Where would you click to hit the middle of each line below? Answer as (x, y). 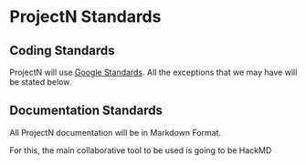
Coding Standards (62, 51)
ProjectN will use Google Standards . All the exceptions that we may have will (153, 72)
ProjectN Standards (85, 17)
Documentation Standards (86, 111)
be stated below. (41, 82)
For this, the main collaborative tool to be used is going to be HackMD (141, 150)
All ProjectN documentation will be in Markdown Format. (116, 132)
